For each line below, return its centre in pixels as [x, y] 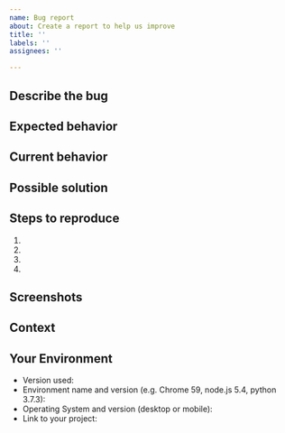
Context [32, 328]
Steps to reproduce [64, 219]
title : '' [28, 34]
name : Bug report [42, 18]
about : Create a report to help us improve [92, 26]
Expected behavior [64, 126]
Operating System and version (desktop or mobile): [118, 409]
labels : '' [30, 43]
